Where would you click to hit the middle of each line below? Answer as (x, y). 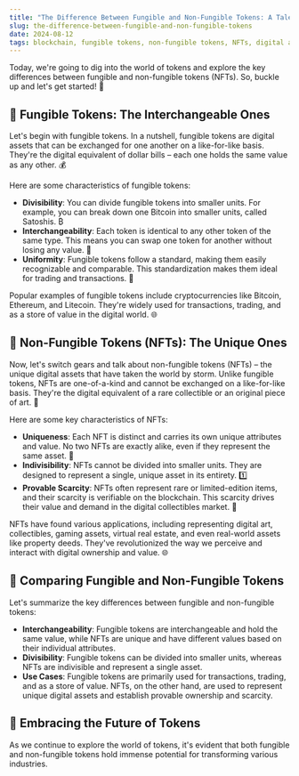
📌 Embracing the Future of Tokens (105, 723)
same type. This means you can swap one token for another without (147, 240)
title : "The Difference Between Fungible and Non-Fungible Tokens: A (141, 17)
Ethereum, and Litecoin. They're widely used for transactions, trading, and (145, 305)
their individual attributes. (69, 648)
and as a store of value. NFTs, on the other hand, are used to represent (152, 685)
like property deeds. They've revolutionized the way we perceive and (136, 543)
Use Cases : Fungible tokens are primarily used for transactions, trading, (154, 676)
